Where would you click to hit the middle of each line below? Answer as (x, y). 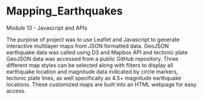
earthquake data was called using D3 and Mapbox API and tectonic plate (97, 52)
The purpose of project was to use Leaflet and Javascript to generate (93, 39)
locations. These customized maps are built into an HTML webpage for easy (101, 84)
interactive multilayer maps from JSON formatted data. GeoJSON (88, 46)
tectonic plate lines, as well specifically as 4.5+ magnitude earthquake (94, 78)
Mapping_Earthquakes (65, 11)
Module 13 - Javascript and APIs (47, 28)
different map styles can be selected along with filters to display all (90, 65)
